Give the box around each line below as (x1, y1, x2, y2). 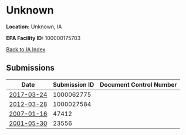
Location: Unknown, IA (6, 23, 62, 30)
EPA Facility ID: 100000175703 (6, 34, 81, 41)
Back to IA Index (6, 45, 46, 53)
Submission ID (52, 80, 94, 88)
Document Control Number (99, 80, 177, 88)
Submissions (6, 63, 55, 73)
